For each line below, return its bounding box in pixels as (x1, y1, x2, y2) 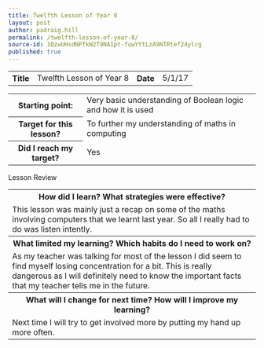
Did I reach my (17, 142, 73, 153)
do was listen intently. (12, 223, 93, 234)
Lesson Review (8, 172, 57, 181)
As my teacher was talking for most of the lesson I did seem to (12, 251, 242, 262)
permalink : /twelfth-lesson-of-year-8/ (8, 33, 139, 42)
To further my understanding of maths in (86, 118, 236, 129)
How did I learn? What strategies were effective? (38, 191, 226, 202)
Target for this (18, 119, 73, 130)
